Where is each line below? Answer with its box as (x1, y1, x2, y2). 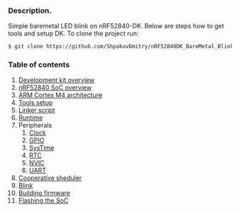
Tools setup (18, 99, 53, 107)
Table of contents (8, 60, 70, 69)
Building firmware (18, 189, 70, 197)
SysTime (28, 144, 55, 152)
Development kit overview (18, 76, 95, 84)
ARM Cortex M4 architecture (18, 91, 102, 99)
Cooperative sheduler (18, 174, 82, 182)
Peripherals (18, 121, 52, 130)
